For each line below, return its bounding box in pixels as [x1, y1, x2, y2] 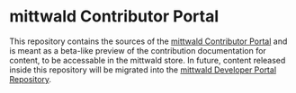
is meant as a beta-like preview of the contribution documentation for [9, 45, 267, 55]
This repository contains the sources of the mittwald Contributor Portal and [9, 36, 288, 46]
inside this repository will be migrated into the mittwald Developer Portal [9, 64, 277, 75]
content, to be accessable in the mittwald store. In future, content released [9, 55, 286, 65]
